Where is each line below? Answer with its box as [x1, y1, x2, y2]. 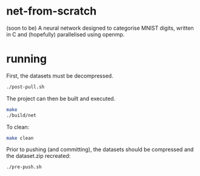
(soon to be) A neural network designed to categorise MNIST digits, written [6, 24, 194, 32]
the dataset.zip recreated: [6, 152, 71, 160]
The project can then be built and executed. [6, 95, 116, 102]
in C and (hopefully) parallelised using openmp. [6, 30, 125, 38]
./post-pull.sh [6, 84, 45, 90]
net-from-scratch [6, 4, 97, 18]
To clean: [6, 123, 30, 130]
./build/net [6, 112, 36, 118]
